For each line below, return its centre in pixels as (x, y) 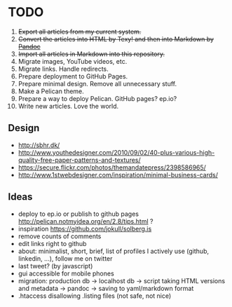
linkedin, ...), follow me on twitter (65, 258)
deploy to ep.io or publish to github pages (79, 214)
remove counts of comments (60, 236)
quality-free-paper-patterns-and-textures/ (79, 160)
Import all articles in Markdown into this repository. (91, 54)
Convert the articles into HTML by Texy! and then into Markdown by (116, 39)
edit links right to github (52, 243)
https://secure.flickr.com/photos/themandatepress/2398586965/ (112, 167)
